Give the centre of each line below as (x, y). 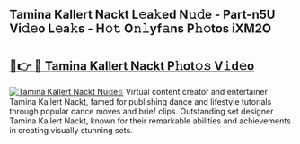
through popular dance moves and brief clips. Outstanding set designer (141, 111)
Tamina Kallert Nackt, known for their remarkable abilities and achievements (150, 121)
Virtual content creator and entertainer (196, 92)
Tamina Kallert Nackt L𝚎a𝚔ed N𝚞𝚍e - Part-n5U (142, 15)
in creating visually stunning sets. (71, 130)
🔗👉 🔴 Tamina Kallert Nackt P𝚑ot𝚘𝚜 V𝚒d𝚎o (132, 66)
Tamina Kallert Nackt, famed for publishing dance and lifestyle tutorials (141, 102)
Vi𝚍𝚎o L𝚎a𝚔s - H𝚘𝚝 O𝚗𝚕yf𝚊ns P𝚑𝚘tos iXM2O (141, 29)
